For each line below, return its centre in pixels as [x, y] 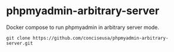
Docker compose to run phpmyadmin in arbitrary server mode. [83, 27]
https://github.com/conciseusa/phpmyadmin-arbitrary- [100, 38]
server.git [20, 43]
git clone [18, 38]
